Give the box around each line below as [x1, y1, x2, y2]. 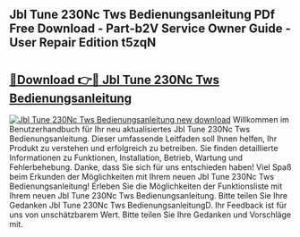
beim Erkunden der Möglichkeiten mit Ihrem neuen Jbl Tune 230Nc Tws [9, 172, 275, 182]
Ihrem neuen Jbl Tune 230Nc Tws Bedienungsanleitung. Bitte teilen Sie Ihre [9, 190, 288, 200]
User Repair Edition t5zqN [9, 35, 157, 50]
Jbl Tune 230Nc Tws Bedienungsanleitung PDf [9, 7, 276, 22]
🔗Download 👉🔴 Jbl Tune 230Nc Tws [9, 72, 219, 88]
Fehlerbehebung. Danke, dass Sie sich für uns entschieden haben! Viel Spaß [9, 162, 292, 173]
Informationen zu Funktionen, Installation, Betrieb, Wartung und [9, 152, 244, 163]
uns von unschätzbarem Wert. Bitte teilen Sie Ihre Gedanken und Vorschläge [9, 209, 292, 220]
